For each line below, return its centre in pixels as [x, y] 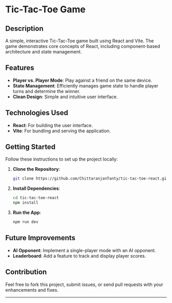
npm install [25, 203]
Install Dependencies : [36, 188]
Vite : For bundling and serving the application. [62, 131]
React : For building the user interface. [53, 125]
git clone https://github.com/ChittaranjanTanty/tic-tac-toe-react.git [91, 179]
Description [24, 29]
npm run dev [25, 222]
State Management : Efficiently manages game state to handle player [85, 85]
